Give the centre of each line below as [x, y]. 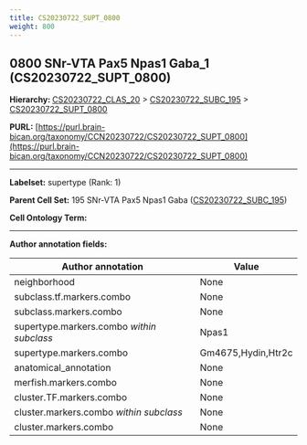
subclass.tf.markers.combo [72, 297]
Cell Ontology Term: [48, 218]
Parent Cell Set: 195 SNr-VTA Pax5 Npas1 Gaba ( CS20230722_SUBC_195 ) [148, 200]
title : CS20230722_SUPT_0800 [65, 18]
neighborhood [45, 282]
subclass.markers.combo [68, 312]
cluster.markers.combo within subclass [98, 412]
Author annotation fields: [58, 244]
